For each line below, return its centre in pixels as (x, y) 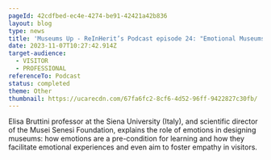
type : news (27, 31)
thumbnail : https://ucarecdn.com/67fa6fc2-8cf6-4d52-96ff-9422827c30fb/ (133, 99)
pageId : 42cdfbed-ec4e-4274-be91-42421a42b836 (88, 16)
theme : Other (30, 91)
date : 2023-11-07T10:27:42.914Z (63, 46)
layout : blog (30, 23)
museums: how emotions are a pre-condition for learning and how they (126, 139)
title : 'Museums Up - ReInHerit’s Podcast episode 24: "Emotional (122, 38)
